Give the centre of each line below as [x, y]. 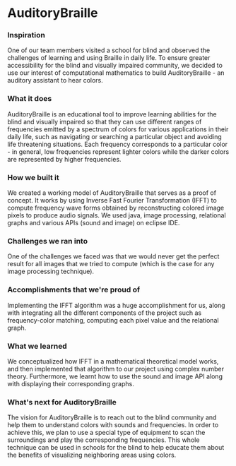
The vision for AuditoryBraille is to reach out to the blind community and [112, 417]
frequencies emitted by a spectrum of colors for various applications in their [118, 129]
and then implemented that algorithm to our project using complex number [116, 369]
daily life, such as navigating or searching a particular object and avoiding [114, 136]
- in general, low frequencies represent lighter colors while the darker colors [118, 151]
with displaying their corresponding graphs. [71, 383]
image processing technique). [51, 271]
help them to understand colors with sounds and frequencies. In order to [113, 425]
